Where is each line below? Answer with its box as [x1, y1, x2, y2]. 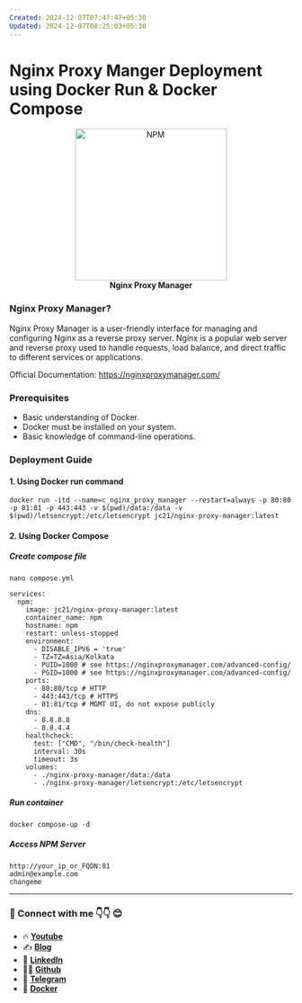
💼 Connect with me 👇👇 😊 [9, 907, 123, 919]
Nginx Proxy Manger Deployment [9, 60, 262, 81]
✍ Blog [22, 941, 52, 952]
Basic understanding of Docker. [22, 412, 139, 423]
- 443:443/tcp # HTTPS [32, 692, 119, 701]
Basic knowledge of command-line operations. [22, 431, 196, 442]
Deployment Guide [9, 453, 93, 466]
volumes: [25, 762, 58, 772]
